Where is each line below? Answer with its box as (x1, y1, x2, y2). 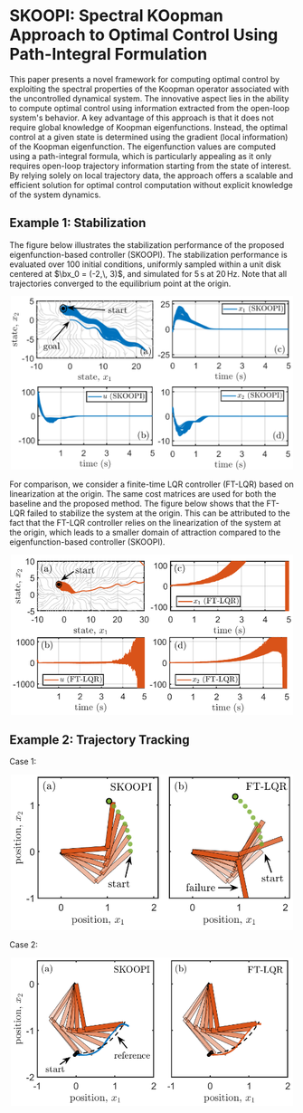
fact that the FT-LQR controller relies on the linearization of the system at (9, 518, 281, 528)
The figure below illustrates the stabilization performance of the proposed (9, 239, 285, 250)
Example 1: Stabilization (9, 215, 147, 231)
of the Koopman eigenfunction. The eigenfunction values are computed (9, 141, 276, 152)
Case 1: (9, 756, 37, 767)
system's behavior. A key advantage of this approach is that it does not (9, 112, 274, 123)
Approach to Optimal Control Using (9, 24, 279, 45)
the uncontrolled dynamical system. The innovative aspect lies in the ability (9, 92, 289, 104)
